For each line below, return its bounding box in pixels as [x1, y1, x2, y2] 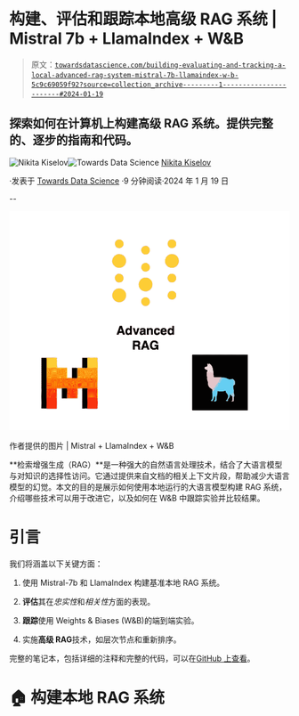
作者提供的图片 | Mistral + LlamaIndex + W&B [9, 440, 174, 451]
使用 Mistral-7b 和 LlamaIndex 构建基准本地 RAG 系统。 [21, 577, 225, 588]
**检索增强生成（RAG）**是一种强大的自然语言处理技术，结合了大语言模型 [9, 459, 283, 469]
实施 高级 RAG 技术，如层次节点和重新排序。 [21, 634, 182, 645]
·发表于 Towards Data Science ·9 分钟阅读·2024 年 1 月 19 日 [9, 175, 230, 186]
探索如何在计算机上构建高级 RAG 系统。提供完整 [9, 116, 274, 131]
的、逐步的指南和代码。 [9, 133, 138, 148]
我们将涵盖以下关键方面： [9, 558, 103, 569]
